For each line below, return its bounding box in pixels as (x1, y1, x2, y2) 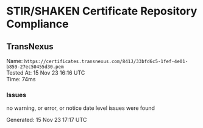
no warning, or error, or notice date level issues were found (6, 104, 155, 112)
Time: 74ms (6, 76, 36, 83)
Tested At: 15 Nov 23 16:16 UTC (6, 69, 85, 76)
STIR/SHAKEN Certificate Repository (6, 4, 198, 18)
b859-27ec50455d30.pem (6, 64, 64, 70)
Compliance (6, 17, 69, 31)
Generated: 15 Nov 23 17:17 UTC (6, 116, 87, 124)
